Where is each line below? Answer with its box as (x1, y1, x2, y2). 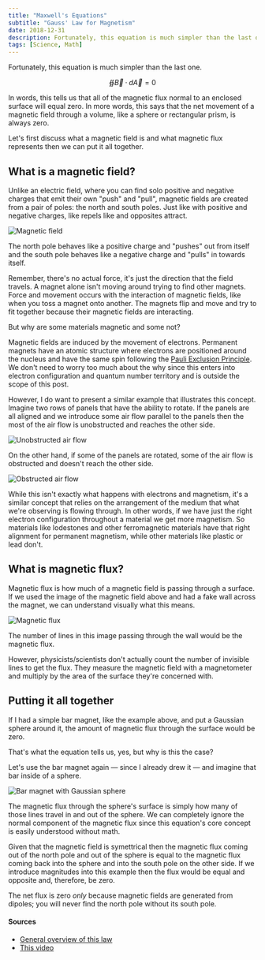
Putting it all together (8, 694, 114, 708)
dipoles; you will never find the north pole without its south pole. (8, 898, 217, 908)
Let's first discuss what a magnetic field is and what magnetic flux (8, 133, 223, 143)
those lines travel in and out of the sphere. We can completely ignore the (8, 809, 244, 819)
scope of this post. (8, 379, 69, 389)
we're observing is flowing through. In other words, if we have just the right (8, 506, 252, 515)
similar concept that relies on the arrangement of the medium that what (8, 498, 240, 507)
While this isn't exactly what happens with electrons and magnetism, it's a (8, 489, 248, 499)
